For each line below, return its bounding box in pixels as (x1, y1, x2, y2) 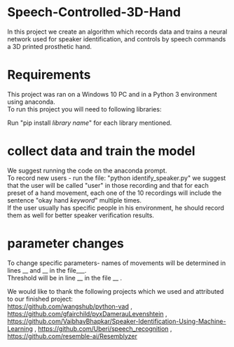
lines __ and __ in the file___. (7, 266, 87, 274)
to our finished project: (7, 294, 74, 303)
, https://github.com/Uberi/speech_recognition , (34, 324, 172, 333)
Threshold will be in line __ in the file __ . (7, 273, 123, 282)
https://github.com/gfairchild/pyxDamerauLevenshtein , (7, 309, 167, 318)
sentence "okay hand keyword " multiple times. (7, 196, 142, 204)
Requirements (7, 67, 91, 83)
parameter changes (7, 236, 125, 251)
